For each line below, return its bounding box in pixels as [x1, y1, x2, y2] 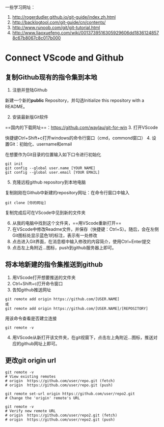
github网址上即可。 [21, 340, 60, 346]
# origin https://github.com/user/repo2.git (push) [5, 417, 115, 422]
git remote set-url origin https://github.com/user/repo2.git [5, 391, 135, 396]
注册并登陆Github [12, 87, 48, 92]
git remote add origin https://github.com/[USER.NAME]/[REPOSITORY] [5, 306, 148, 311]
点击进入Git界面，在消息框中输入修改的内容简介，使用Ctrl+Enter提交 [12, 239, 151, 244]
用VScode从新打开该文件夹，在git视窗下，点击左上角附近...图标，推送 [12, 334, 154, 340]
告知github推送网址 [12, 287, 52, 293]
